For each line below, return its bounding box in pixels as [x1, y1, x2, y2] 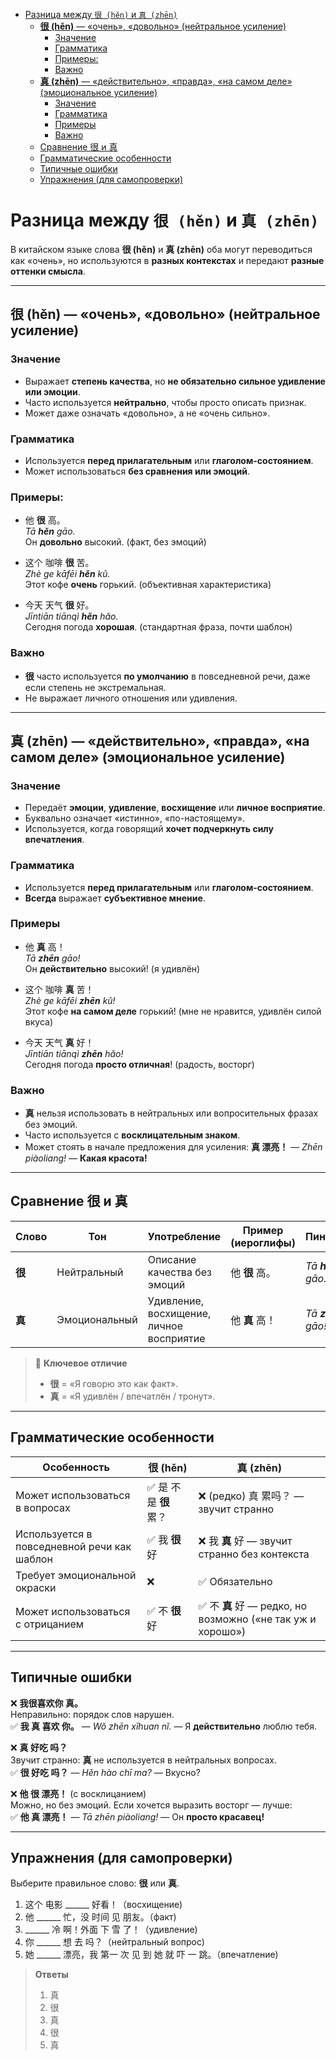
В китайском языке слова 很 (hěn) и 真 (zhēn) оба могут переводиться [10, 243, 313, 255]
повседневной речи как [15, 1539, 132, 1553]
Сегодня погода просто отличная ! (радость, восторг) [24, 1058, 255, 1070]
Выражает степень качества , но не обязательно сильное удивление [24, 375, 326, 387]
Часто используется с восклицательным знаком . [24, 1129, 241, 1141]
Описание [147, 1252, 197, 1266]
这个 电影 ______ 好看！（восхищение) [24, 1899, 183, 1911]
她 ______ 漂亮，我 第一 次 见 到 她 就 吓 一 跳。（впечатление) [24, 1949, 279, 1961]
